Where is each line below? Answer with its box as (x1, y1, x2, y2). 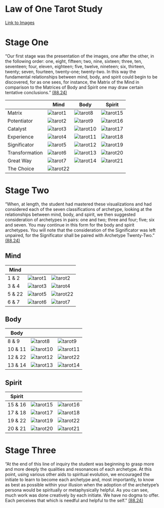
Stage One (5, 37, 49, 48)
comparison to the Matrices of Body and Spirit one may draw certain (5, 84, 143, 90)
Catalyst (7, 125, 27, 132)
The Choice (7, 165, 34, 172)
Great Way (7, 157, 32, 164)
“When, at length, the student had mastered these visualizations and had (5, 201, 152, 207)
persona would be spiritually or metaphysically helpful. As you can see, (5, 487, 149, 493)
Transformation (7, 149, 43, 156)
